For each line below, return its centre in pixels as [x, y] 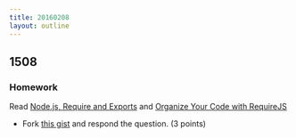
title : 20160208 [39, 17]
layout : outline [39, 26]
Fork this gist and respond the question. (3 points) [114, 124]
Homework [33, 87]
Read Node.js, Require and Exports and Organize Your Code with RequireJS [148, 107]
